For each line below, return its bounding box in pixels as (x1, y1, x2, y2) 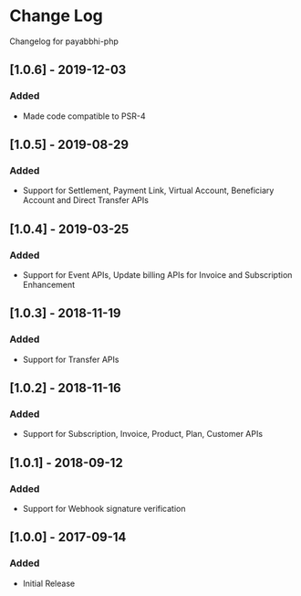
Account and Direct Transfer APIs (22, 195, 149, 206)
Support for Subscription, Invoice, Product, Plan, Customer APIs (22, 429, 263, 440)
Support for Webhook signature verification (22, 504, 186, 515)
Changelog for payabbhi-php (9, 36, 119, 47)
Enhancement (22, 280, 76, 290)
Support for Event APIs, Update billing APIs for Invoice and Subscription (22, 270, 293, 280)
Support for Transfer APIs (22, 354, 119, 365)
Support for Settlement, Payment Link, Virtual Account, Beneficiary (22, 185, 275, 197)
